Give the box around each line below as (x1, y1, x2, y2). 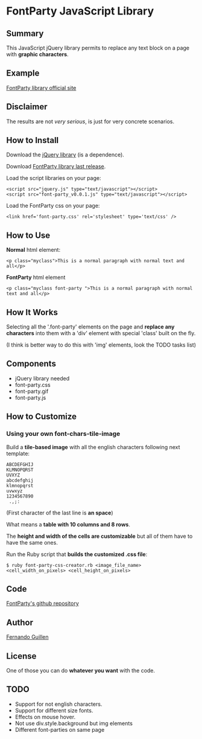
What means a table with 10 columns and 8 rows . (6, 520, 131, 528)
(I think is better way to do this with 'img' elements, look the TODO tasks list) (6, 341, 196, 348)
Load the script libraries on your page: (6, 174, 101, 182)
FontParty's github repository (6, 600, 80, 607)
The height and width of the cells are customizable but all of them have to (6, 533, 193, 540)
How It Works (6, 307, 58, 318)
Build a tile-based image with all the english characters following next (6, 443, 180, 450)
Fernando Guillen (6, 633, 49, 641)
